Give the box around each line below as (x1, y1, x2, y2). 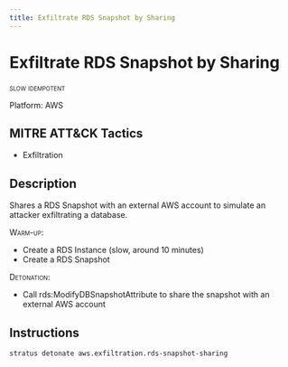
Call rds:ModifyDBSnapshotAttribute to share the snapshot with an (22, 289, 270, 300)
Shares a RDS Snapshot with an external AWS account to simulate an (9, 200, 266, 211)
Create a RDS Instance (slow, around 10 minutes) (22, 245, 205, 256)
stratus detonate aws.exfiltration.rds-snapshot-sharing (9, 349, 228, 358)
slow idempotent (9, 82, 66, 93)
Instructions (9, 325, 79, 340)
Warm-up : (9, 227, 44, 238)
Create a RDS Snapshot (22, 254, 110, 265)
